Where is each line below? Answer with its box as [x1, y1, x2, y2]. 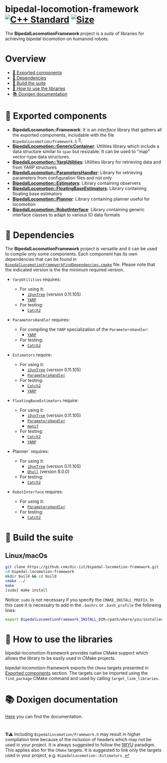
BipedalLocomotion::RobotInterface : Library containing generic [12, 207, 145, 213]
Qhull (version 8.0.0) [27, 468, 70, 475]
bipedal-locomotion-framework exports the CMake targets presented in [5, 665, 149, 671]
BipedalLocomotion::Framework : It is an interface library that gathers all [12, 127, 162, 133]
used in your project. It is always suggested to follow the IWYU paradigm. [5, 742, 156, 748]
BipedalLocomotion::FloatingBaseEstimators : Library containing [12, 185, 147, 192]
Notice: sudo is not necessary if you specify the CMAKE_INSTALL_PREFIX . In [5, 597, 154, 603]
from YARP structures [12, 164, 57, 170]
